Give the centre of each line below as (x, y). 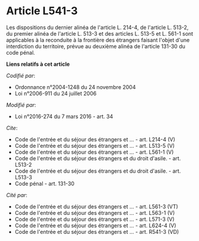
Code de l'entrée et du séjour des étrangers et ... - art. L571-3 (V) (94, 219)
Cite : (12, 128)
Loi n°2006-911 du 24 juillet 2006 (56, 93)
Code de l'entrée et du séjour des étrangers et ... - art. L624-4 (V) (95, 225)
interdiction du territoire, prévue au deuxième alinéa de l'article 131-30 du (96, 46)
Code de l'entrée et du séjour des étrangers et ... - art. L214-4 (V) (95, 139)
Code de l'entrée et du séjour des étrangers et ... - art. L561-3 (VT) (96, 207)
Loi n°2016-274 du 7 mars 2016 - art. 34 (64, 116)
